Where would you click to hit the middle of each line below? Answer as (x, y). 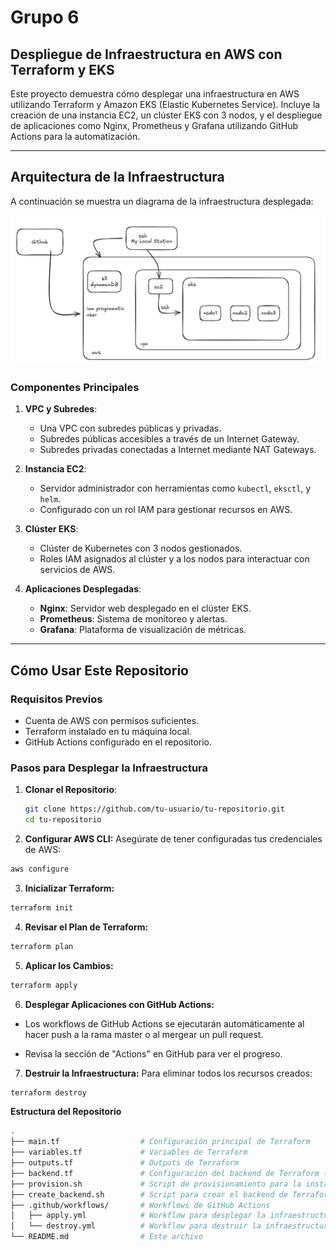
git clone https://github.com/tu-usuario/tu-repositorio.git (155, 809)
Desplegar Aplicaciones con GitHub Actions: (119, 1004)
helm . (50, 499)
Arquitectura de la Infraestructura (117, 177)
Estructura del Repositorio (66, 1112)
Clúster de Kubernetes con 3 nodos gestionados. (141, 548)
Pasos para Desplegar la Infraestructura (109, 768)
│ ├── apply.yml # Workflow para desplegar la (138, 1216)
